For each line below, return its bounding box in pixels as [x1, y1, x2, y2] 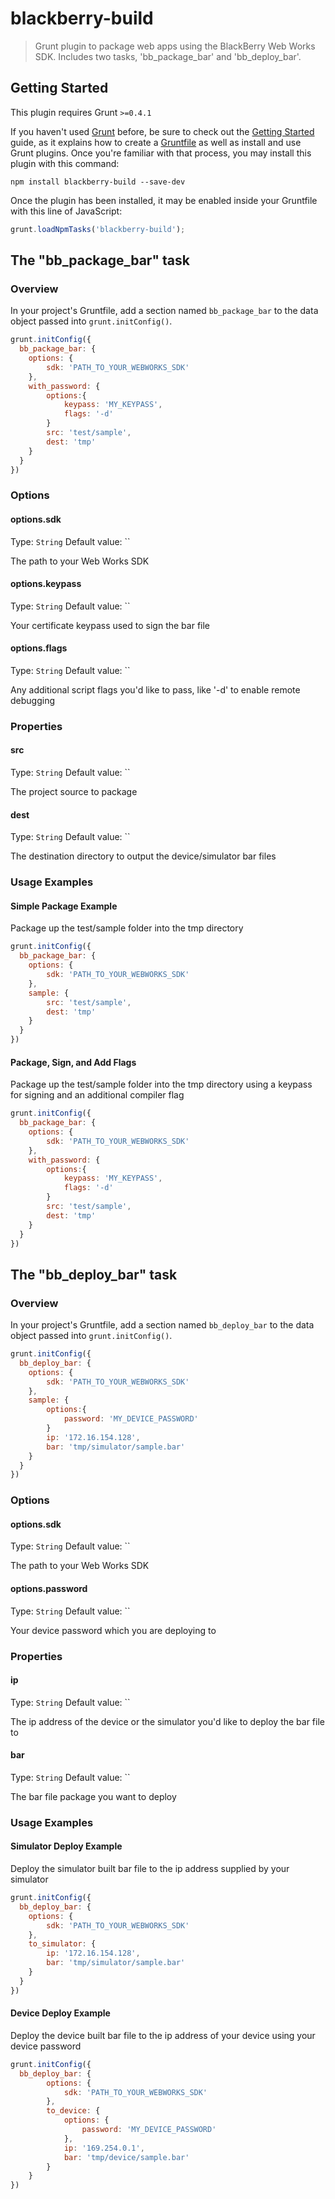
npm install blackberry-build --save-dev [10, 177, 186, 187]
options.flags [10, 642, 68, 654]
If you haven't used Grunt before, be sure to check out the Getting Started [10, 125, 315, 137]
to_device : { [46, 2106, 101, 2116]
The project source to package [10, 786, 138, 798]
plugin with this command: [10, 157, 120, 169]
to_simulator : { [28, 1939, 97, 1949]
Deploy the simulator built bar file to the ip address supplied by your [10, 1863, 290, 1875]
